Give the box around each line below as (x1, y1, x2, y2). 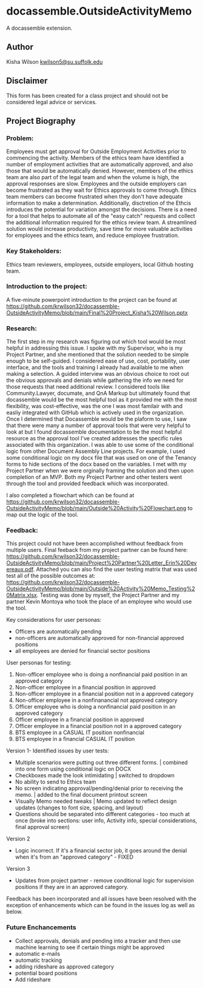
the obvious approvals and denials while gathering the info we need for (6, 376, 184, 384)
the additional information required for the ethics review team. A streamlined (6, 219, 197, 226)
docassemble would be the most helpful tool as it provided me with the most (6, 396, 197, 403)
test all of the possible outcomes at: (6, 572, 96, 579)
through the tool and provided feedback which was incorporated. (6, 480, 169, 487)
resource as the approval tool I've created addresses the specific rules (6, 435, 183, 442)
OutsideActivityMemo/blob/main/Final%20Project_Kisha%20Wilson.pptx (6, 308, 188, 316)
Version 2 (6, 835, 30, 842)
